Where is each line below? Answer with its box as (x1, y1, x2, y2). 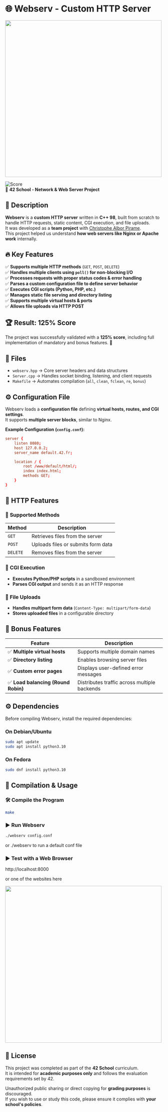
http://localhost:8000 (5, 866, 49, 872)
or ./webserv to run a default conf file (5, 842, 82, 848)
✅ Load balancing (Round (7, 678, 70, 685)
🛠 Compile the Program (5, 796, 64, 803)
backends (77, 685, 101, 692)
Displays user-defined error (77, 664, 143, 671)
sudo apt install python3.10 (5, 744, 66, 749)
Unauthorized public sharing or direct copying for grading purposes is (5, 1085, 151, 1091)
